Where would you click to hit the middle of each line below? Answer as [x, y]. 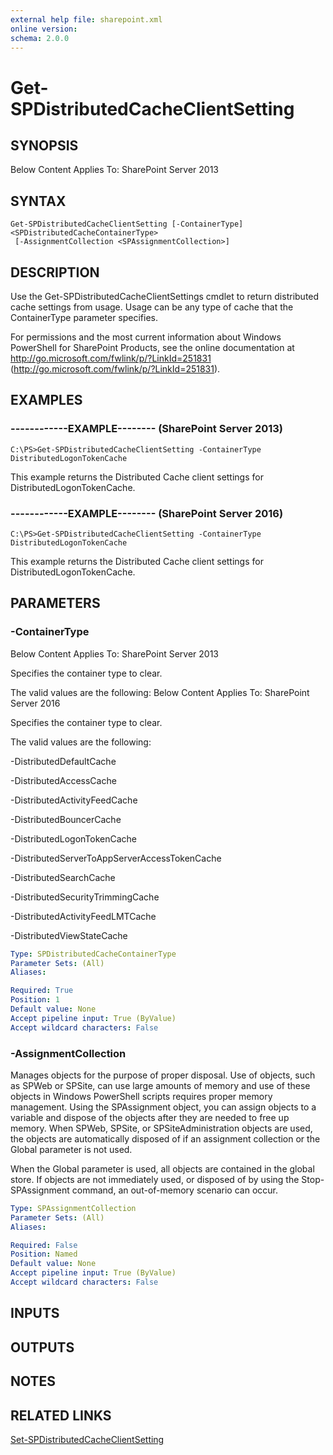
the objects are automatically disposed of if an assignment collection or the [165, 1138]
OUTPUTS [42, 1347]
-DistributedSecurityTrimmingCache [85, 897]
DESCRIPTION [55, 272]
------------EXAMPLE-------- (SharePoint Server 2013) [147, 429]
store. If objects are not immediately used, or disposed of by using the [155, 1179]
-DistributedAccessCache [63, 780]
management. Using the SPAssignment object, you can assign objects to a [163, 1107]
